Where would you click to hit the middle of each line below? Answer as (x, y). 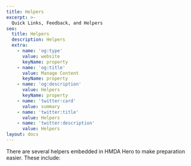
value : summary (41, 106)
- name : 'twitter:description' (56, 123)
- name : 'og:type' (40, 51)
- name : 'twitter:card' (47, 101)
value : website (41, 56)
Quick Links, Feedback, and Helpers (57, 23)
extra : (20, 46)
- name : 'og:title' (41, 67)
